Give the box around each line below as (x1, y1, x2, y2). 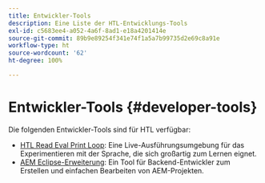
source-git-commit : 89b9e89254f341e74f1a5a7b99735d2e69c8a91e (8, 34, 220, 43)
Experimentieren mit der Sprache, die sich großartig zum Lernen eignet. (19, 148, 257, 158)
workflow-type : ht (8, 42, 70, 50)
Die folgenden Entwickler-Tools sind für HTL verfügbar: (8, 124, 191, 134)
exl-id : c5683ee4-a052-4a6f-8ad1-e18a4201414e (8, 26, 167, 35)
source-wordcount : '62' (8, 49, 88, 57)
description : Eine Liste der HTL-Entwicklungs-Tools (8, 19, 188, 27)
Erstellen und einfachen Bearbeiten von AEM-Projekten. (19, 165, 204, 175)
